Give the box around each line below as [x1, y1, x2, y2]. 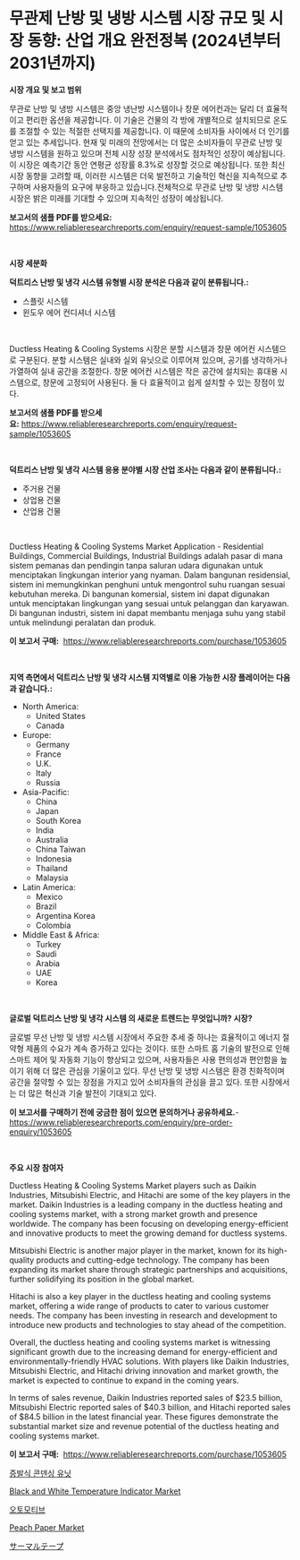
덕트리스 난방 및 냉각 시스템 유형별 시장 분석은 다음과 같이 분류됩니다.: [9, 277, 249, 287]
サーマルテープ [9, 1540, 64, 1551]
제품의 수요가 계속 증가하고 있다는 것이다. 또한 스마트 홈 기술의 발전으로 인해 [25, 1042, 290, 1053]
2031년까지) [9, 53, 96, 73]
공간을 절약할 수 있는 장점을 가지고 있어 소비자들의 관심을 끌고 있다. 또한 [9, 1076, 259, 1087]
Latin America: [21, 881, 76, 892]
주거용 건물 [21, 483, 62, 493]
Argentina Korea [35, 910, 96, 921]
